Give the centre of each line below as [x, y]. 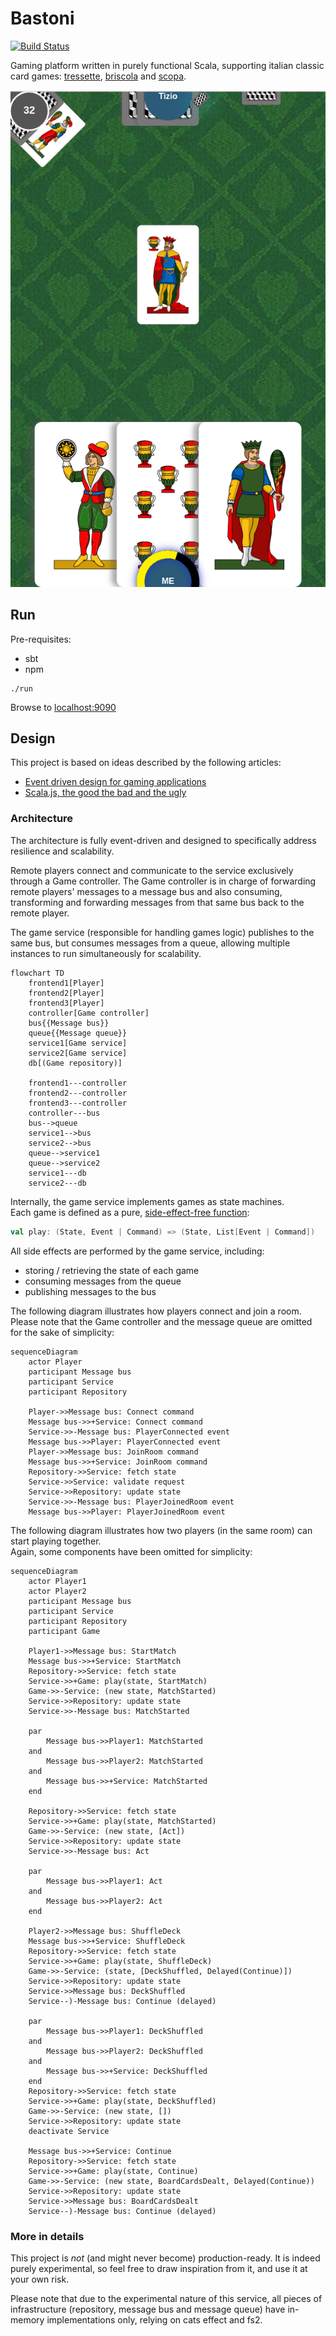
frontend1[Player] [66, 983]
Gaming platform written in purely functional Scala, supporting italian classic [167, 65]
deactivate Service [69, 2131]
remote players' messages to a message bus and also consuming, [146, 891]
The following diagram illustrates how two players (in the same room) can [161, 1530]
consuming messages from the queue [103, 1281]
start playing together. [56, 1541]
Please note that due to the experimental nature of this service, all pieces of [166, 2298]
